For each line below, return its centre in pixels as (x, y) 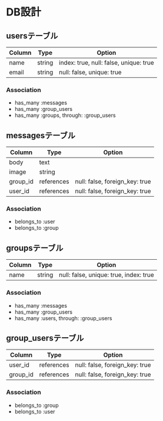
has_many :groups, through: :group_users (65, 115)
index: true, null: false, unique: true (106, 63)
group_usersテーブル (45, 338)
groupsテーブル (35, 248)
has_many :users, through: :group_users (63, 318)
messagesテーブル (41, 136)
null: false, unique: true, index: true (106, 275)
